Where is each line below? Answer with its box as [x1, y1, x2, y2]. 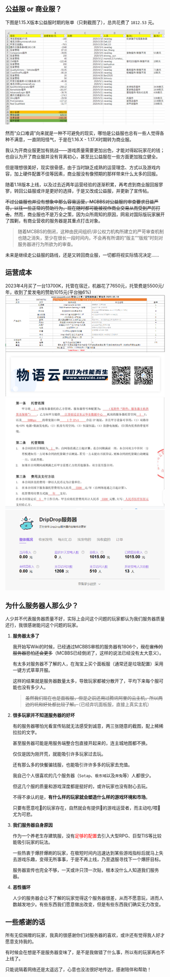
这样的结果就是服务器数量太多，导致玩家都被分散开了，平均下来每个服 [12, 678, 159, 684]
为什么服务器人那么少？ [5, 601, 78, 610]
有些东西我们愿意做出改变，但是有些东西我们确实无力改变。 [39, 901, 163, 907]
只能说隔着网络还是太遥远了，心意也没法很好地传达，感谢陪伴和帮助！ [5, 966, 152, 972]
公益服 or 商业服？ [5, 5, 62, 14]
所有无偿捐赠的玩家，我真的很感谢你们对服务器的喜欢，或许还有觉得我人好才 [5, 932, 165, 938]
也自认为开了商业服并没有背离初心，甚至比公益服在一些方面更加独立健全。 [5, 154, 160, 160]
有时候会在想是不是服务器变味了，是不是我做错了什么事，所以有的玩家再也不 [5, 949, 165, 956]
